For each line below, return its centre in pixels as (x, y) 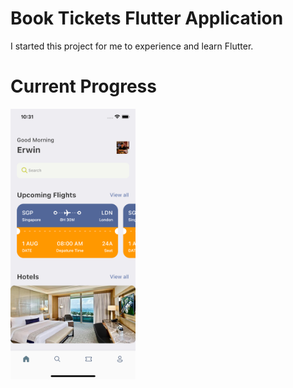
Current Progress (83, 86)
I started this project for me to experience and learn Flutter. (132, 46)
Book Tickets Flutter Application (147, 18)
